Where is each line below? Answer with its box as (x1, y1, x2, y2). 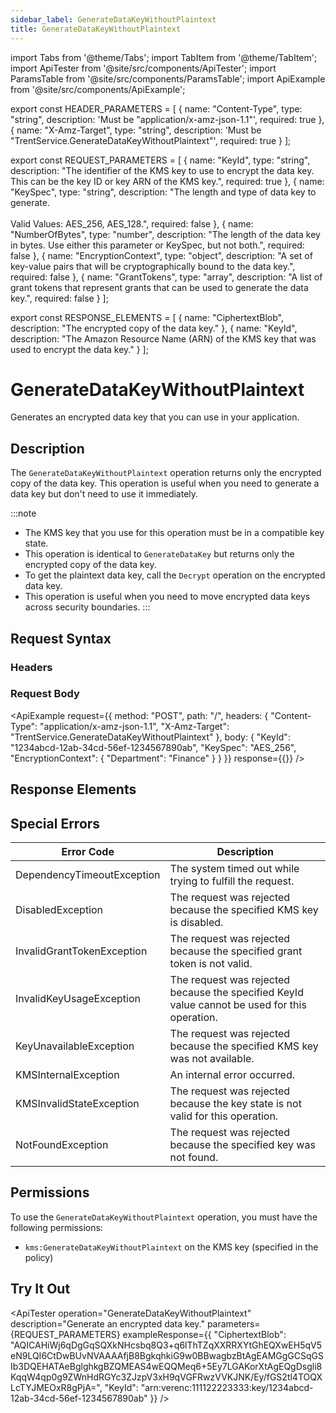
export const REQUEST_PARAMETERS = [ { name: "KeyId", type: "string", (10, 154, 311, 166)
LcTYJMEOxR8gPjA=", (10, 1381, 103, 1393)
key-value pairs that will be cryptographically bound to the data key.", (10, 260, 296, 272)
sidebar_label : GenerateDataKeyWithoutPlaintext (10, 14, 217, 25)
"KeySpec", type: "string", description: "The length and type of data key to (10, 186, 317, 198)
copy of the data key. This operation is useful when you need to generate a (10, 477, 320, 490)
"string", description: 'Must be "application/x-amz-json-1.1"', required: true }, (10, 113, 325, 125)
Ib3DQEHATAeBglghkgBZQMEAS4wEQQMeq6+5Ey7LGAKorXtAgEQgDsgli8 (10, 1360, 323, 1372)
